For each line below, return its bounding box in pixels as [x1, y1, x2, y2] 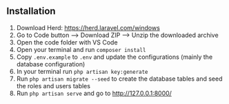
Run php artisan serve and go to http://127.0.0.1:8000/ [16, 89, 172, 97]
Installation [6, 5, 56, 17]
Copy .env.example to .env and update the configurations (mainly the [16, 53, 213, 61]
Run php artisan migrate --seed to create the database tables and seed [16, 75, 223, 83]
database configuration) [16, 60, 86, 68]
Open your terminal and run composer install [16, 45, 146, 53]
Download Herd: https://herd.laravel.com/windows [16, 23, 160, 31]
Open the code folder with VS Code [16, 38, 118, 47]
